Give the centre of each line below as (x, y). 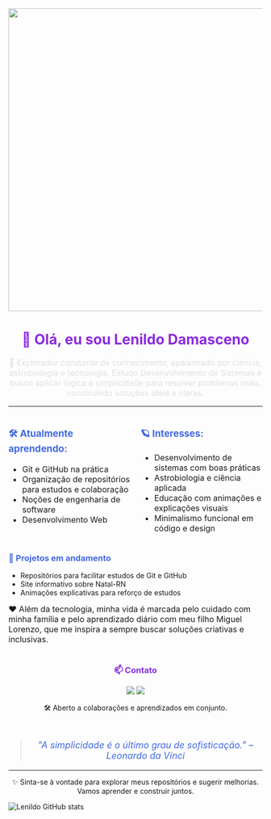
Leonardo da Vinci (146, 756)
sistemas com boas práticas (207, 468)
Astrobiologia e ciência (198, 477)
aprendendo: (38, 449)
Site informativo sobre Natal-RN (73, 584)
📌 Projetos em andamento (60, 558)
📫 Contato (135, 670)
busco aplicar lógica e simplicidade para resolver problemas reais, (135, 383)
